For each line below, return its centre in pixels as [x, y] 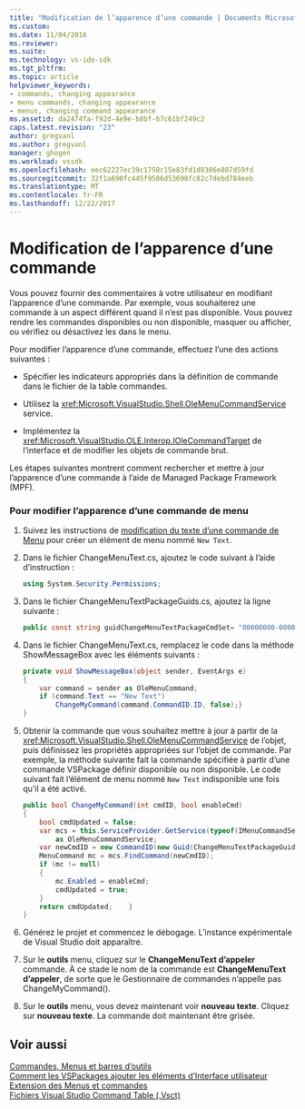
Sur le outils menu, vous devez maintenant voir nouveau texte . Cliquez [156, 1006]
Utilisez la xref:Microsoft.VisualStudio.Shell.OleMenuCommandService [154, 403]
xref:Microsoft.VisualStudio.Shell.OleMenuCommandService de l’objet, [154, 740]
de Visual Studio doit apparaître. [83, 942]
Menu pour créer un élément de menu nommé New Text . [127, 540]
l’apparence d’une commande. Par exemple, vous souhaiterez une [133, 302]
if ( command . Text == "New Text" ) [103, 697]
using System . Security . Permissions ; [92, 584]
